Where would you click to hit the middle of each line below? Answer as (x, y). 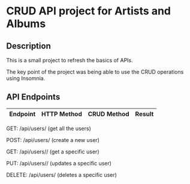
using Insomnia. (26, 78)
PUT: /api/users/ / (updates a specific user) (59, 163)
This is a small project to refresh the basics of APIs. (70, 60)
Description (28, 46)
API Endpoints (33, 97)
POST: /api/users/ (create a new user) (53, 140)
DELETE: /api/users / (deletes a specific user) (61, 174)
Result (144, 114)
